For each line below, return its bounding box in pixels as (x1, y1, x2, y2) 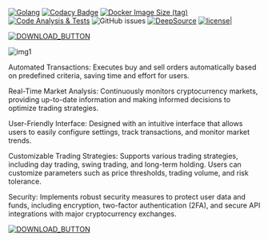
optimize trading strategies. (8, 104, 98, 113)
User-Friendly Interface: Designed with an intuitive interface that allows (8, 119, 243, 128)
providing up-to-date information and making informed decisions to (8, 95, 230, 104)
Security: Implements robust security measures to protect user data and (8, 192, 246, 201)
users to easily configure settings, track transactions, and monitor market (8, 128, 250, 136)
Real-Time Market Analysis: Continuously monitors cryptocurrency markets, (8, 86, 258, 96)
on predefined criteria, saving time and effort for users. (8, 71, 190, 80)
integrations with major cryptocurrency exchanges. (8, 209, 177, 219)
